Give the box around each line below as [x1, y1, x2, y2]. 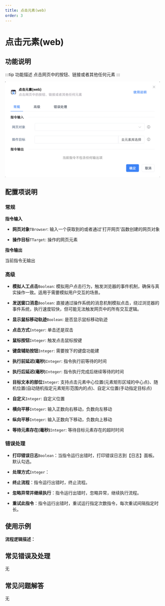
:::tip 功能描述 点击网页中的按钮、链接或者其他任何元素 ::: [5, 71, 120, 77]
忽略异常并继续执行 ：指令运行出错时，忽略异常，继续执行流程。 [12, 490, 141, 496]
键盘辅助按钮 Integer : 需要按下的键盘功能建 [12, 348, 99, 354]
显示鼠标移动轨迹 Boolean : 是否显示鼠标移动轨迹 [12, 316, 108, 322]
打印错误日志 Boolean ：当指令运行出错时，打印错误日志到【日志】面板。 [12, 452, 157, 458]
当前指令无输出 [5, 258, 35, 264]
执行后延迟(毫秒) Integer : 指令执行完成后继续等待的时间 [12, 368, 124, 374]
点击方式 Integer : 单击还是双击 [12, 327, 74, 332]
